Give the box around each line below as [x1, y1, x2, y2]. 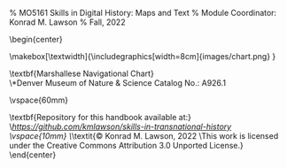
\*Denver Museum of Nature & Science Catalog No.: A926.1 [9, 78, 227, 88]
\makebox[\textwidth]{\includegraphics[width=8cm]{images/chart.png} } [9, 51, 276, 61]
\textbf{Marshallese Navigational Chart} [9, 68, 155, 79]
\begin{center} [9, 34, 64, 44]
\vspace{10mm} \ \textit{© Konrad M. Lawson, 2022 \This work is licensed [9, 131, 279, 141]
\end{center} [9, 149, 57, 160]
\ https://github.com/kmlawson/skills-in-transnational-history [9, 121, 232, 132]
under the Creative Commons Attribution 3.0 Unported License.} [9, 141, 244, 150]
